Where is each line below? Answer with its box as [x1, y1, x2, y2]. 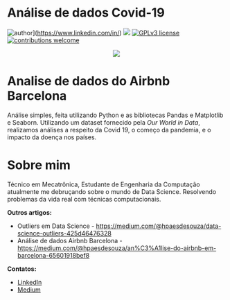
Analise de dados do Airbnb [7, 73, 170, 89]
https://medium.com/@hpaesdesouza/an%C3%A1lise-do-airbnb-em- [17, 244, 217, 252]
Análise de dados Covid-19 [7, 5, 165, 21]
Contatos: [7, 265, 37, 273]
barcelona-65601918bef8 [17, 251, 90, 259]
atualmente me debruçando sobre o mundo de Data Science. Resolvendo [7, 187, 217, 195]
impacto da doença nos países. [7, 133, 97, 141]
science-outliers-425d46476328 [17, 229, 112, 237]
